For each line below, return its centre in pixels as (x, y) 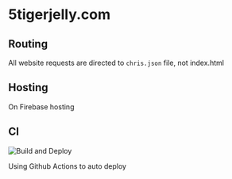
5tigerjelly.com (60, 15)
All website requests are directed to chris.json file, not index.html (116, 63)
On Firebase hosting (41, 107)
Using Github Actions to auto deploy (68, 166)
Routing (28, 44)
